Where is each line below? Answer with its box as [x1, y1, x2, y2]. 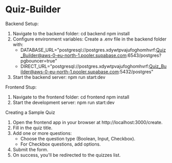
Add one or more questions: [12, 130, 72, 136]
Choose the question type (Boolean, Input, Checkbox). [20, 135, 136, 141]
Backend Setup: [5, 21, 39, 27]
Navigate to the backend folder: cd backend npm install [12, 30, 130, 36]
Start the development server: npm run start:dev [12, 99, 115, 106]
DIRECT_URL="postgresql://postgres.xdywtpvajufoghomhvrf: [20, 63, 149, 69]
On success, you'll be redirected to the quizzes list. [12, 152, 121, 158]
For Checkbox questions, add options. [20, 141, 101, 147]
